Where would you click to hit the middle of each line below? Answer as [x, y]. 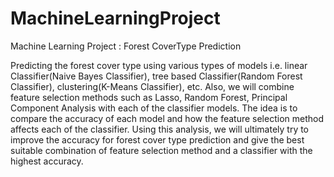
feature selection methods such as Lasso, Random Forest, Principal [149, 97]
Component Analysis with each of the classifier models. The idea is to [154, 108]
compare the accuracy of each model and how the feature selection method [167, 118]
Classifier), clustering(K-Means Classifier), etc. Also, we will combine [152, 86]
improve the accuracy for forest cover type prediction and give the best [157, 139]
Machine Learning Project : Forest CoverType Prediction [126, 46]
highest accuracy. [47, 161]
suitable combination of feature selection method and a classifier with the [161, 150]
